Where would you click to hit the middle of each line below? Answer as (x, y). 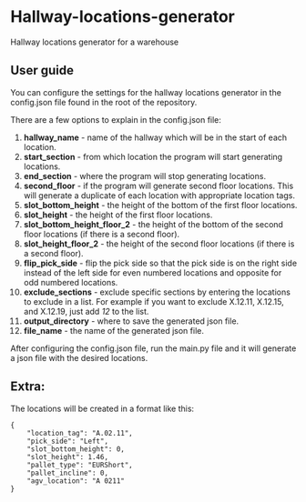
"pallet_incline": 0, (67, 473)
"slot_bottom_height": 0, (76, 449)
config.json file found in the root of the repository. (104, 102)
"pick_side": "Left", (67, 441)
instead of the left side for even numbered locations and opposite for (153, 272)
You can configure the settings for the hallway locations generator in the (146, 92)
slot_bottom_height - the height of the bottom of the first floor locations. (160, 205)
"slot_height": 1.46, (67, 457)
